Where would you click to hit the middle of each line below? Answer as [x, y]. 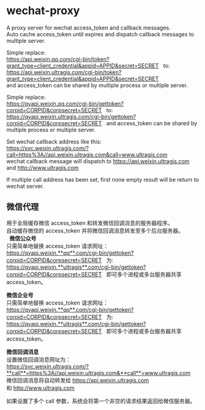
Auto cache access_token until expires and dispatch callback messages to [100, 34]
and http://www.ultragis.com [42, 168]
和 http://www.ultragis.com [41, 388]
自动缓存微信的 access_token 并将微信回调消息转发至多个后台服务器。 [95, 230]
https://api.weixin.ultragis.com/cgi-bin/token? [64, 72]
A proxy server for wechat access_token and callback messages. [88, 28]
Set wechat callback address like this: [54, 141]
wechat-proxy [43, 11]
